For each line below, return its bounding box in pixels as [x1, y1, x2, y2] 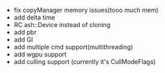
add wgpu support [13, 50, 67, 58]
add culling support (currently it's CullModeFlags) [13, 58, 156, 65]
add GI [13, 35, 33, 44]
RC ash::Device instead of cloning [13, 21, 111, 29]
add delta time [13, 13, 55, 22]
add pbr [13, 28, 37, 36]
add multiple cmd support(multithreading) [13, 43, 134, 51]
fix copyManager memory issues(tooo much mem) [13, 6, 159, 14]
